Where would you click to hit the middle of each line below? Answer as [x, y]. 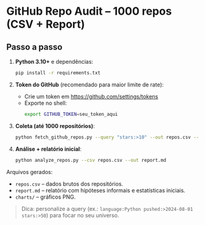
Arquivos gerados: [30, 172]
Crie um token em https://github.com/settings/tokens [91, 96]
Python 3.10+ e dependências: [54, 62]
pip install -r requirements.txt [58, 73]
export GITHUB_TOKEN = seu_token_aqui [71, 114]
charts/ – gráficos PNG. [45, 197]
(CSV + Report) [46, 24]
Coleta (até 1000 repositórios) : [55, 126]
